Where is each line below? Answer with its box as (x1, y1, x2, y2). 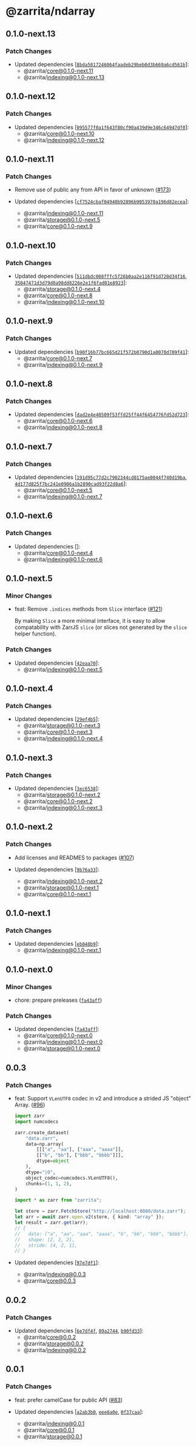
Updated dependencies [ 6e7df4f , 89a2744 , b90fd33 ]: (14, 1327, 144, 1334)
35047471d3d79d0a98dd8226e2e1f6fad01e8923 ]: (14, 278, 127, 286)
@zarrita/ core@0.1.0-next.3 (23, 728, 93, 735)
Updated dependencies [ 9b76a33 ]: (14, 865, 100, 873)
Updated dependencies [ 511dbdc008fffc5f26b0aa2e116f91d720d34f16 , (14, 272, 188, 280)
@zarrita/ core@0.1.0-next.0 (23, 1032, 93, 1040)
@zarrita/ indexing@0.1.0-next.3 (23, 804, 103, 812)
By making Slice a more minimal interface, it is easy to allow (14, 617, 166, 625)
